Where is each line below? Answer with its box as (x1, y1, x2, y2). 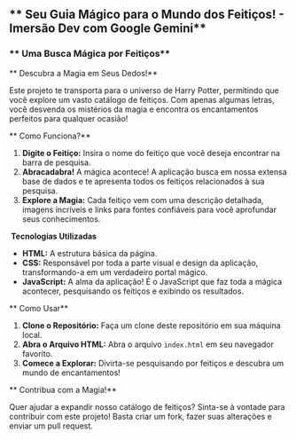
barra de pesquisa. (21, 157, 91, 168)
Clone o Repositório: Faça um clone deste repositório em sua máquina (21, 319, 281, 331)
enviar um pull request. (9, 420, 93, 431)
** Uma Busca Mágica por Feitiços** (9, 48, 171, 60)
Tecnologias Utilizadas (11, 231, 97, 241)
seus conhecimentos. (21, 213, 101, 224)
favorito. (21, 348, 53, 358)
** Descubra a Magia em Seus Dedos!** (9, 67, 158, 78)
